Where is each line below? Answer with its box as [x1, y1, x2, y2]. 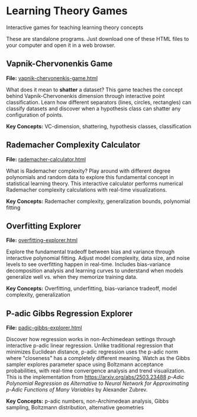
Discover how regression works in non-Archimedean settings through [6, 336, 176, 343]
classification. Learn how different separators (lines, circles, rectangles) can [6, 98, 192, 106]
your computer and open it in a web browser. [6, 42, 116, 49]
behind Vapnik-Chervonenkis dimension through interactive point [6, 92, 165, 99]
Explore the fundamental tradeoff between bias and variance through [6, 248, 175, 256]
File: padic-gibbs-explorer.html [6, 324, 82, 332]
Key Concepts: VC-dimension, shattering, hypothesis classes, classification [6, 123, 192, 130]
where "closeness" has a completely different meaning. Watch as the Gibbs [6, 355, 190, 362]
